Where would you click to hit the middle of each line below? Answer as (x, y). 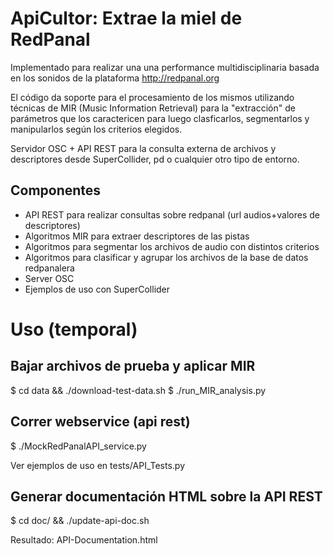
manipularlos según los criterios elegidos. (96, 129)
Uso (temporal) (74, 329)
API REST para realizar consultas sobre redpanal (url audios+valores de (172, 214)
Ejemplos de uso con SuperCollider (97, 289)
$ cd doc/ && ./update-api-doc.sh (80, 521)
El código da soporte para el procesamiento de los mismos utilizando (152, 97)
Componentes (56, 190)
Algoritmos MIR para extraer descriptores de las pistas (137, 236)
